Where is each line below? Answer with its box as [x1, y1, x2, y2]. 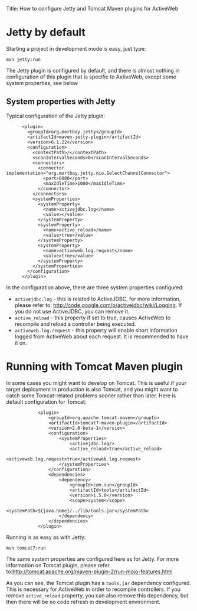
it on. [14, 339, 28, 346]
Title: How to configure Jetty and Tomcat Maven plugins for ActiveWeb [6, 5, 179, 12]
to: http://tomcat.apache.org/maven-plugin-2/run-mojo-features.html [6, 568, 173, 575]
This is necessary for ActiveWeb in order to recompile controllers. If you [6, 586, 181, 593]
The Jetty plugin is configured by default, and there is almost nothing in [6, 67, 180, 74]
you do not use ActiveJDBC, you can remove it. [14, 308, 130, 315]
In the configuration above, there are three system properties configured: [6, 283, 184, 291]
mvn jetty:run [6, 56, 41, 63]
